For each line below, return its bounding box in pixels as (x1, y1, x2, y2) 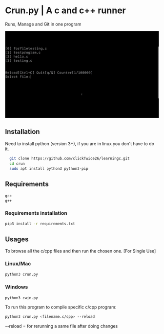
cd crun (9, 161, 25, 166)
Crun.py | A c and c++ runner (5, 5, 126, 16)
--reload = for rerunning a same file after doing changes (5, 323, 118, 329)
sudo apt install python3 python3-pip (9, 166, 89, 171)
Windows (5, 283, 28, 290)
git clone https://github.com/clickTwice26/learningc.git (9, 156, 130, 161)
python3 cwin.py (5, 295, 38, 300)
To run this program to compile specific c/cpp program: (5, 304, 117, 310)
